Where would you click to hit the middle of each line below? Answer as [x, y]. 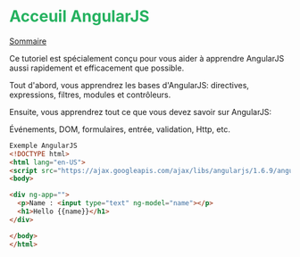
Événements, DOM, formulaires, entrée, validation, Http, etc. [120, 129]
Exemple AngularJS [43, 145]
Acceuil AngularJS [79, 17]
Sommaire [28, 41]
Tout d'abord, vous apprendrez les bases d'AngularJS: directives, [129, 85]
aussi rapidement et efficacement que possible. [97, 68]
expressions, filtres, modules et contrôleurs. [90, 95]
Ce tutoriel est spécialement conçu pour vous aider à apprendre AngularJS [147, 58]
